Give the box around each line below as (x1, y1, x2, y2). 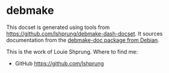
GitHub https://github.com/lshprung (14, 60, 104, 67)
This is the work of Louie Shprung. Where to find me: (6, 48, 138, 55)
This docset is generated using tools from (6, 24, 110, 31)
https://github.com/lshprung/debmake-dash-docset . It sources (6, 30, 163, 37)
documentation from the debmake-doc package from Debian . (6, 36, 160, 43)
